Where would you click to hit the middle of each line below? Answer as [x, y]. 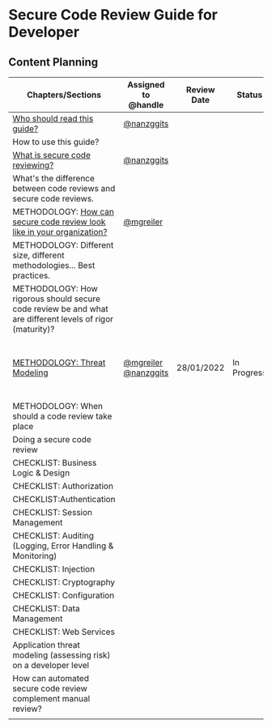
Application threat [47, 645]
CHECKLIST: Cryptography [64, 582]
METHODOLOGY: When [58, 406]
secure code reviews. [53, 198]
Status [250, 95]
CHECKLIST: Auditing [53, 536]
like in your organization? [60, 232]
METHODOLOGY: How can [64, 212]
